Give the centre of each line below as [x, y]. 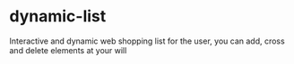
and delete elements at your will [68, 50]
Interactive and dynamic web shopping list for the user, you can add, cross [147, 41]
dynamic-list [58, 16]
